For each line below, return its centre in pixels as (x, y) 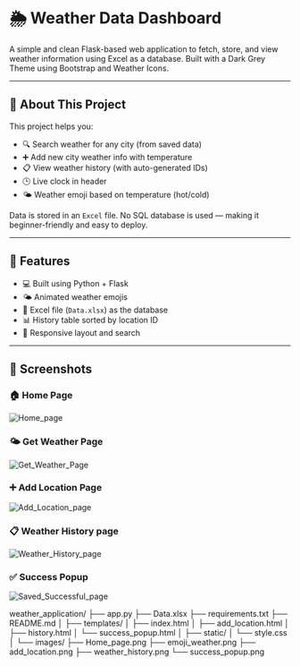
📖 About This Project (68, 105)
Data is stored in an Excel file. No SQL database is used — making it (134, 215)
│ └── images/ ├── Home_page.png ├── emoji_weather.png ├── (133, 643)
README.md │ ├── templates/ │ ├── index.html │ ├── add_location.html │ (150, 623)
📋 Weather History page (64, 531)
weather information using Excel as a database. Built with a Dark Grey (137, 58)
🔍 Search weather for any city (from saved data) (112, 144)
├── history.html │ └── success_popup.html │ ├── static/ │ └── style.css (148, 633)
